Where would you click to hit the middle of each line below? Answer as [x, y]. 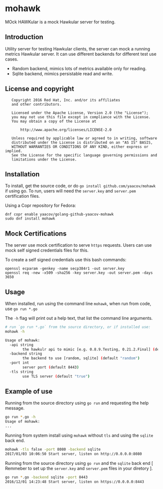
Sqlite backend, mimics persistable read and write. [63, 74]
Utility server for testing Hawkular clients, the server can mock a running [78, 48]
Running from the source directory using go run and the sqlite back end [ [79, 463]
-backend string [26, 354]
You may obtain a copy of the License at [54, 121]
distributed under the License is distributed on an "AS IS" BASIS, [82, 142]
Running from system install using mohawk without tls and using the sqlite [79, 435]
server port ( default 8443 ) [51, 367]
